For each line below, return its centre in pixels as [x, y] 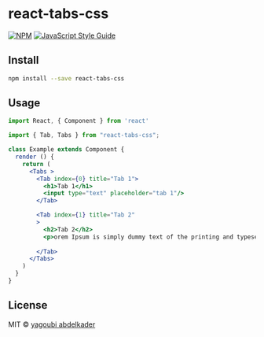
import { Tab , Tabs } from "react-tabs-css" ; [84, 135]
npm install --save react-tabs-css [66, 78]
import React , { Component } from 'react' [79, 121]
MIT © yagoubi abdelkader [52, 324]
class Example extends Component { [66, 150]
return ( [37, 164]
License [28, 305]
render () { [35, 157]
